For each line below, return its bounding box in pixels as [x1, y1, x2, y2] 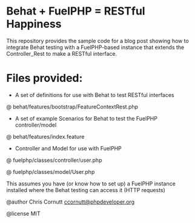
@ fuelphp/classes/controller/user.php [6, 156, 102, 164]
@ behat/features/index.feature [6, 133, 85, 140]
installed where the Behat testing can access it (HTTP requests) [6, 186, 165, 193]
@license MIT [6, 210, 41, 217]
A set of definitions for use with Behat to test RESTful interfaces [15, 91, 174, 98]
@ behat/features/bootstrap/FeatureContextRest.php [6, 103, 138, 110]
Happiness [6, 17, 62, 31]
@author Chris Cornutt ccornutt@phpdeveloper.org [6, 198, 135, 205]
